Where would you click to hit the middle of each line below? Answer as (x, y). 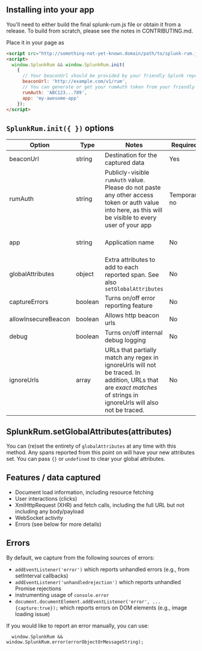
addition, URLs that (132, 380)
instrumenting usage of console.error (62, 594)
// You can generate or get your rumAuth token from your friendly (109, 87)
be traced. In (123, 372)
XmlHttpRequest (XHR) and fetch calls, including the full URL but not (99, 505)
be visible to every (131, 218)
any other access (129, 195)
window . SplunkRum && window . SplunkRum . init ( (68, 65)
